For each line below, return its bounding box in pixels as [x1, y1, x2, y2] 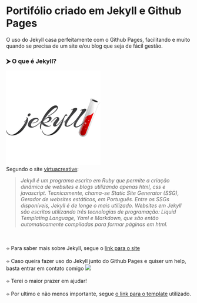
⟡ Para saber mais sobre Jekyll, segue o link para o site [6, 245, 140, 252]
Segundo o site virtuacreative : [6, 166, 79, 173]
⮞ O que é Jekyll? [6, 57, 57, 65]
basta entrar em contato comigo [6, 265, 84, 272]
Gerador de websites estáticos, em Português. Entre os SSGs [20, 196, 169, 203]
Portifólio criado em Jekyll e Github [6, 4, 182, 18]
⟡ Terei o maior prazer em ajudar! [6, 278, 87, 285]
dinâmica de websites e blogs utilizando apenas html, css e [20, 184, 166, 191]
